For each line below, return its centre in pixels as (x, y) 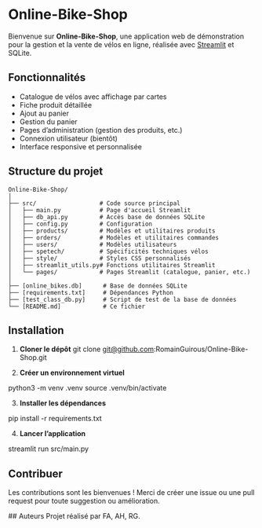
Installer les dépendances (62, 403)
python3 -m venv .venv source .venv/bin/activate (87, 388)
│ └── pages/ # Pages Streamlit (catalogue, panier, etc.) (129, 272)
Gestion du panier (48, 121)
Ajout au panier (44, 113)
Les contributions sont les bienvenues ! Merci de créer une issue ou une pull (131, 493)
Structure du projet (56, 172)
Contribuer (35, 473)
